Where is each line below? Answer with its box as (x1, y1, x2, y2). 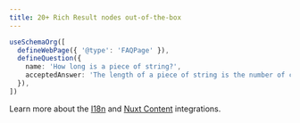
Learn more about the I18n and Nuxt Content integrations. (9, 103, 221, 114)
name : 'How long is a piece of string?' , (25, 62, 181, 71)
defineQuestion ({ (17, 54, 82, 63)
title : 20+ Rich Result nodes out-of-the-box (9, 12, 181, 22)
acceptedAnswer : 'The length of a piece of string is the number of (25, 70, 286, 80)
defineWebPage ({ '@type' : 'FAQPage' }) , (17, 45, 170, 54)
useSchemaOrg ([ (9, 37, 66, 46)
